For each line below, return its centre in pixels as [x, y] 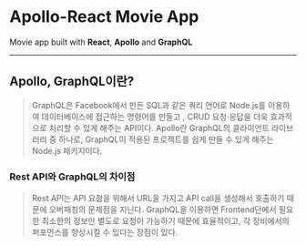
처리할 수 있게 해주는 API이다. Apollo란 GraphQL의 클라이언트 [159, 128]
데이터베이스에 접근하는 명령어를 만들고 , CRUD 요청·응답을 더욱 [155, 117]
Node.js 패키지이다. [67, 150]
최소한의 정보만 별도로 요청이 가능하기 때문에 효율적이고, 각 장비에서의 [165, 221]
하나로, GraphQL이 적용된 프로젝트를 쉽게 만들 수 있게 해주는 [167, 139]
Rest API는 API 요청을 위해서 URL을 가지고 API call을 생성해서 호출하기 [158, 199]
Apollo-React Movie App [104, 17]
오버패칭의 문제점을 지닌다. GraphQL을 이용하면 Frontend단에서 [163, 210]
